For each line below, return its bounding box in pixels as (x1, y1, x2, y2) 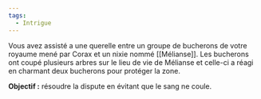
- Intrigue (15, 19, 52, 27)
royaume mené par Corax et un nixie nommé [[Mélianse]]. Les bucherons (8, 49, 249, 59)
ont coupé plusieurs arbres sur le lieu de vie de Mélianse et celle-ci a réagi (8, 57, 254, 67)
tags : (8, 11, 26, 20)
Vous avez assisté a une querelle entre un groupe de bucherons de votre (8, 40, 247, 50)
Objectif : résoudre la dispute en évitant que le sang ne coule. (8, 81, 212, 91)
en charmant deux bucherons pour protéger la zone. (8, 66, 181, 75)
